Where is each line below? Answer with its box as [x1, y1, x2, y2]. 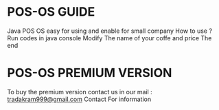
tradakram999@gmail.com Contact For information [7, 95, 152, 103]
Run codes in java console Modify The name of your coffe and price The [7, 33, 212, 42]
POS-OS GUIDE [7, 4, 95, 20]
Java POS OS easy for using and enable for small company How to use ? [7, 27, 213, 35]
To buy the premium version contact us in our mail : [7, 87, 152, 96]
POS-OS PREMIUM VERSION [7, 66, 172, 81]
